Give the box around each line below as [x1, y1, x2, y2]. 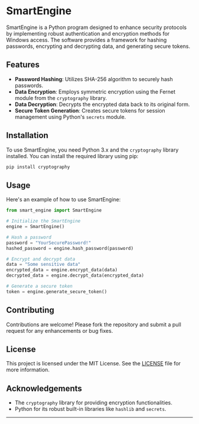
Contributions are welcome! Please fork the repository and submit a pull [6, 321, 182, 328]
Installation [6, 130, 49, 140]
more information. [6, 366, 50, 374]
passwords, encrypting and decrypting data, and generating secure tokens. [6, 43, 191, 50]
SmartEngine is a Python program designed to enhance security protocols [6, 24, 187, 31]
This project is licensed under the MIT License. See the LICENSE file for [6, 360, 181, 367]
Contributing [6, 305, 54, 315]
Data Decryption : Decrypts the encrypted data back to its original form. [14, 101, 190, 108]
